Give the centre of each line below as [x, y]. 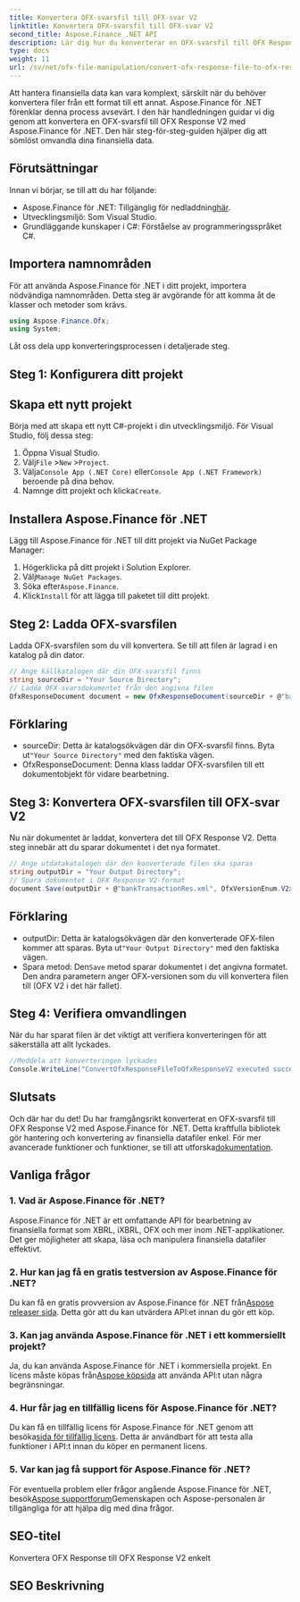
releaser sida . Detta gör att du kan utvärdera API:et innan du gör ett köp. [142, 1311]
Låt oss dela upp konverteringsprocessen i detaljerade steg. [120, 346]
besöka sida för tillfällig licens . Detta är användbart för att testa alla [131, 1437]
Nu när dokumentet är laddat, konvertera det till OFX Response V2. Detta [143, 838]
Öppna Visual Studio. [61, 453]
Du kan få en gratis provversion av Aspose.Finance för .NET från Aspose [142, 1303]
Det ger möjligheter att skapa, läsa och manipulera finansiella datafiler [137, 1239]
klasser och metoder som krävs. [68, 304]
